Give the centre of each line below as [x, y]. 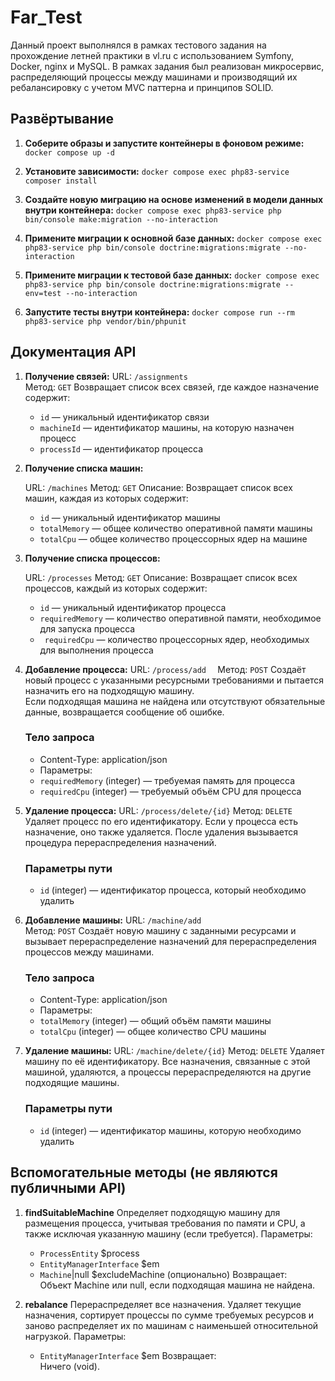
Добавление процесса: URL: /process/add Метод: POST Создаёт [165, 669]
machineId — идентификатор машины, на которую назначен [167, 427]
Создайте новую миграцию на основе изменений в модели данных [174, 199]
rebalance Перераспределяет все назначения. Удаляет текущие [163, 1304]
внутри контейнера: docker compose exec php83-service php [153, 210]
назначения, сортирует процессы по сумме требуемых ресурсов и [169, 1315]
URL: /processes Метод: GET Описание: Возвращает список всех [161, 577]
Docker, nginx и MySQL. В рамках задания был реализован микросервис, [167, 66]
